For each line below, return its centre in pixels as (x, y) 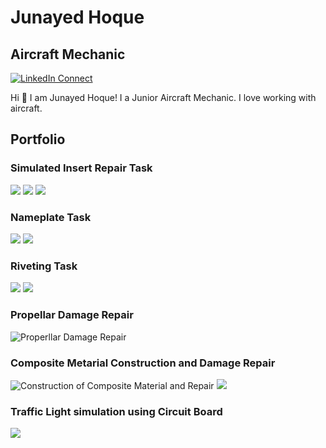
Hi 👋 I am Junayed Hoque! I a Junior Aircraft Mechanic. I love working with (163, 97)
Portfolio (38, 139)
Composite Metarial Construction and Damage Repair (143, 363)
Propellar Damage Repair (72, 315)
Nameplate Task (51, 217)
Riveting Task (44, 266)
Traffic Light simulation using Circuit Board (116, 411)
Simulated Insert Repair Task (81, 168)
